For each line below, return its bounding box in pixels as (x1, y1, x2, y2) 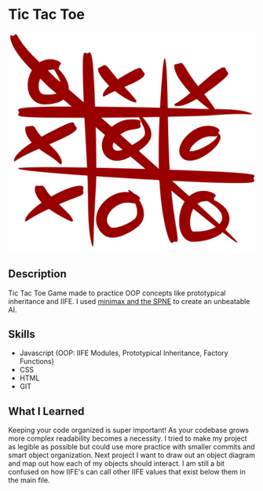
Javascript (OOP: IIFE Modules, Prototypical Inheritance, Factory (19, 348, 229, 358)
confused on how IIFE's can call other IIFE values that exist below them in (8, 467, 246, 477)
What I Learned (8, 405, 85, 418)
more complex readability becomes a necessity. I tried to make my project (8, 434, 247, 443)
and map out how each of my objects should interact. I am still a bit (8, 459, 225, 468)
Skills (8, 328, 35, 341)
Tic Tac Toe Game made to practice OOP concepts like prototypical (8, 288, 226, 298)
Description (8, 267, 67, 280)
